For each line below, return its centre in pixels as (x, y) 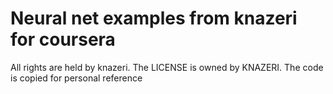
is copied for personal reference (76, 78)
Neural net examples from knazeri (154, 18)
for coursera (63, 39)
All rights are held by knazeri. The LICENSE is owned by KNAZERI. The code (167, 67)
